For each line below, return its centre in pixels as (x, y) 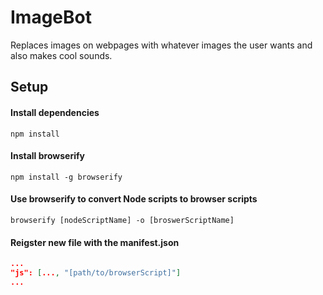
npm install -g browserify (66, 177)
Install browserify (47, 156)
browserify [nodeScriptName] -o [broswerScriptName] (122, 220)
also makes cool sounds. (61, 55)
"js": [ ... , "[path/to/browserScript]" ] (96, 273)
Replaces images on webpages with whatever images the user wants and (161, 45)
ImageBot (51, 17)
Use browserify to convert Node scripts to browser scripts (134, 199)
